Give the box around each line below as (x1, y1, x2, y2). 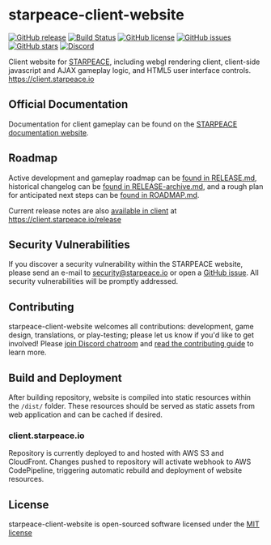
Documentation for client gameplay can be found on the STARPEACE (8, 119, 238, 129)
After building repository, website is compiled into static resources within (8, 393, 252, 402)
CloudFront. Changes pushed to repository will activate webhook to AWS (8, 457, 252, 467)
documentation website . (8, 127, 89, 137)
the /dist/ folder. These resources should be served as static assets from (8, 401, 255, 410)
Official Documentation (8, 97, 129, 111)
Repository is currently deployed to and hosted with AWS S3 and (8, 448, 224, 458)
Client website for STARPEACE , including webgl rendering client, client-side (8, 57, 260, 67)
